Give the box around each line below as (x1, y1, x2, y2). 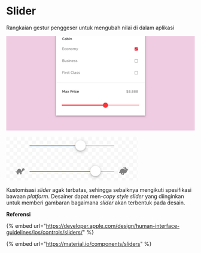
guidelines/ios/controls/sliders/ (6, 228, 83, 236)
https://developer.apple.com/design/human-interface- (45, 222, 180, 229)
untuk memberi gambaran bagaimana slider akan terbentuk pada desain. (6, 199, 185, 206)
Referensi (6, 210, 31, 218)
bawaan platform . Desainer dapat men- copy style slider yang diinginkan (6, 192, 184, 200)
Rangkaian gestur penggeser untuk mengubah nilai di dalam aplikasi (6, 24, 175, 31)
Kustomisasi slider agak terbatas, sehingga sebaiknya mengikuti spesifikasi (6, 186, 192, 193)
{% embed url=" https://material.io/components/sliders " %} (6, 240, 152, 247)
